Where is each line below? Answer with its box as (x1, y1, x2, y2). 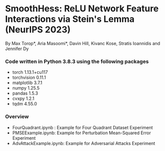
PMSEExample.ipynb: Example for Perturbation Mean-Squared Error (12, 130, 151, 136)
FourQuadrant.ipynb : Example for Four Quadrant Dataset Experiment (12, 124, 153, 130)
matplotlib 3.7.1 (12, 80, 42, 86)
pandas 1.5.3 (12, 90, 39, 97)
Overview (5, 113, 29, 120)
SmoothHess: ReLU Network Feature (5, 3, 159, 14)
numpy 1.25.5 (12, 85, 40, 91)
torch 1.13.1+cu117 (12, 69, 48, 75)
